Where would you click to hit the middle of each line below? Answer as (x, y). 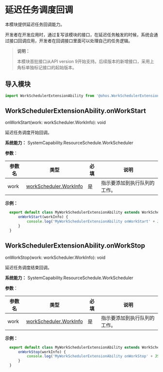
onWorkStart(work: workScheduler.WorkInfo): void (55, 122)
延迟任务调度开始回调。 (28, 133)
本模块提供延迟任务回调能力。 (35, 24)
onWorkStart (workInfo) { (43, 217)
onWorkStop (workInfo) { (42, 352)
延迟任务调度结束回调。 (28, 267)
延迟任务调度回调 (39, 10)
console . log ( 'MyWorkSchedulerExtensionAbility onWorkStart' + (91, 221)
